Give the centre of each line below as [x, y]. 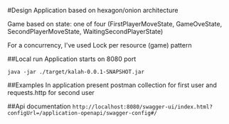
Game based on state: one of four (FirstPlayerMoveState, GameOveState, [115, 24]
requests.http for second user [51, 92]
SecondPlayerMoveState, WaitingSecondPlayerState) [85, 32]
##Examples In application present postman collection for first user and [112, 85]
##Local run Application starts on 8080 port [72, 59]
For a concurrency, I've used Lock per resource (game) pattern [100, 45]
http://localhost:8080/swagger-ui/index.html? [143, 107]
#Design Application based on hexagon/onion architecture [93, 10]
